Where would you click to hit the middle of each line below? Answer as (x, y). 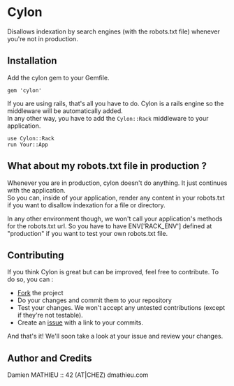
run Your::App (28, 144)
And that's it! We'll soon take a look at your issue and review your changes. (115, 336)
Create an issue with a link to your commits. (80, 322)
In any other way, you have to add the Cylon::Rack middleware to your (108, 118)
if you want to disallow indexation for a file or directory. (86, 205)
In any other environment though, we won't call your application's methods (115, 218)
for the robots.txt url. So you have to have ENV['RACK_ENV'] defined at (110, 226)
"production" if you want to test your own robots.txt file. (88, 233)
